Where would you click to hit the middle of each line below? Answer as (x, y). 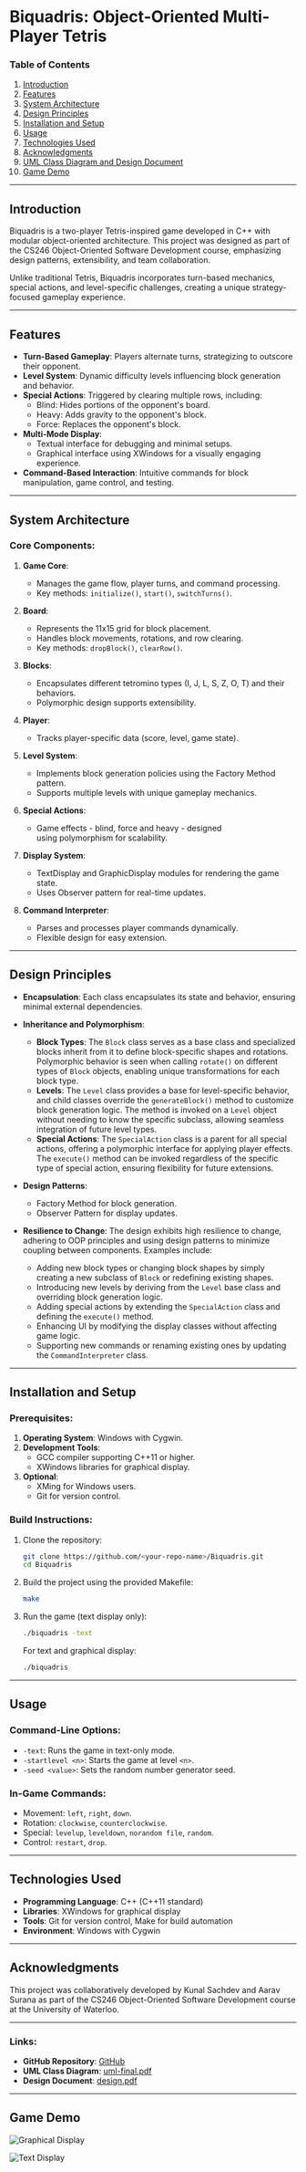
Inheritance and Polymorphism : (84, 1024)
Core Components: (52, 546)
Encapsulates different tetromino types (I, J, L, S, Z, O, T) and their (160, 683)
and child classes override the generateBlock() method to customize (165, 1100)
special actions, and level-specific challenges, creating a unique (130, 287)
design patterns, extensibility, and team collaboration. (110, 260)
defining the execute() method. (95, 1316)
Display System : (54, 855)
